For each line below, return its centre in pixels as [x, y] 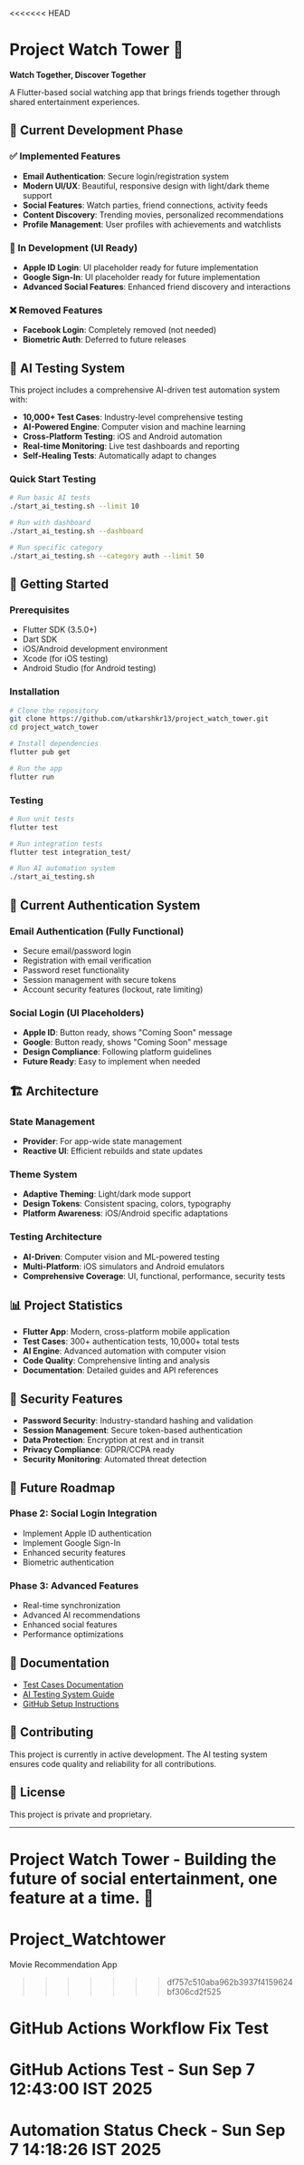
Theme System [43, 1174]
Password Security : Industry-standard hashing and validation [138, 1421]
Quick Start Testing [53, 479]
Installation [35, 692]
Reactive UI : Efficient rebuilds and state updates [113, 1150]
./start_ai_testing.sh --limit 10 [75, 507]
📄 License [38, 1793]
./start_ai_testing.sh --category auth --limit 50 [107, 556]
